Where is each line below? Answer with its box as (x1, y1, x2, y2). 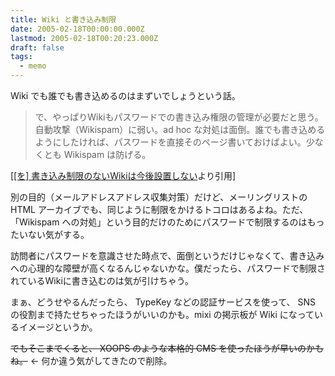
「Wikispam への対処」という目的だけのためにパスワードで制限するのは (10, 216, 308, 228)
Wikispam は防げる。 (63, 149, 152, 160)
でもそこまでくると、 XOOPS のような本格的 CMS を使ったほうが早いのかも (10, 342, 324, 354)
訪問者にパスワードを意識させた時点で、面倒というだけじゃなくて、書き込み (10, 250, 325, 261)
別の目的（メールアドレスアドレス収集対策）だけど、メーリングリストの (10, 191, 308, 203)
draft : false (10, 42, 65, 53)
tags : (10, 52, 33, 62)
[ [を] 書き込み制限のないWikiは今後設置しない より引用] (10, 170, 237, 181)
